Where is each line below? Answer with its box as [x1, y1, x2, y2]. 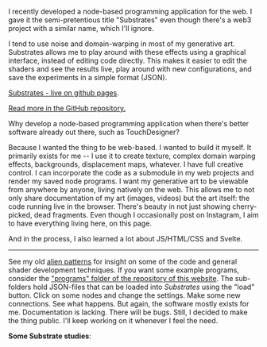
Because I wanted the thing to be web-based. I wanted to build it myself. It [8, 143, 252, 152]
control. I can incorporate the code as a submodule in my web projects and [8, 168, 254, 177]
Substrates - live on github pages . [8, 88, 119, 98]
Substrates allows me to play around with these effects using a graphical [8, 48, 246, 56]
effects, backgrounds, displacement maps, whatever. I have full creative [8, 160, 244, 169]
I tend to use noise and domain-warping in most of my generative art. [8, 39, 236, 48]
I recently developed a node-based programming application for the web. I [8, 7, 253, 16]
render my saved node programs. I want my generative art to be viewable [8, 176, 249, 186]
